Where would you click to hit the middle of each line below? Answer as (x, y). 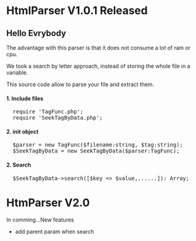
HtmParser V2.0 (48, 203)
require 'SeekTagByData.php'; (58, 118)
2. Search (19, 165)
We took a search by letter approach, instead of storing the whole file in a (98, 66)
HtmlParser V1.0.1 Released (77, 11)
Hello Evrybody (36, 33)
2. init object (23, 131)
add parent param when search (54, 231)
